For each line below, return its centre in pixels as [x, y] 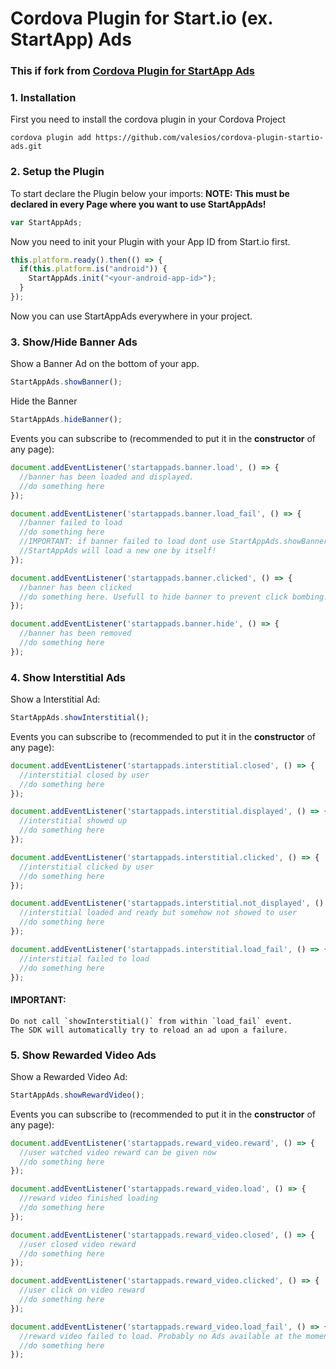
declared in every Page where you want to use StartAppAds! [138, 204]
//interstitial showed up [73, 821]
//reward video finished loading [89, 1198]
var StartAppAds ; [46, 222]
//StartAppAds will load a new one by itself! [118, 551]
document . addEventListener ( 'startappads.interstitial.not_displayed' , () [167, 903]
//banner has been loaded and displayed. [107, 477]
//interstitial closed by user [84, 775]
